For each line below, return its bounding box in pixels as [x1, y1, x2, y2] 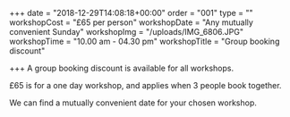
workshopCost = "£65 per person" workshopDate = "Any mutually [9, 17, 253, 28]
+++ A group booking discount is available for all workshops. [9, 63, 235, 73]
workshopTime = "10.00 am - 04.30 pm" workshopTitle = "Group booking [9, 36, 280, 46]
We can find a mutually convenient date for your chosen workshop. [9, 97, 257, 108]
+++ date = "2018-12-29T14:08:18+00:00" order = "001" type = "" [9, 8, 253, 18]
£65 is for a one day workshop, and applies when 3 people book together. [9, 80, 282, 90]
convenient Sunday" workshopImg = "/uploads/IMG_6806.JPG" [9, 27, 244, 37]
